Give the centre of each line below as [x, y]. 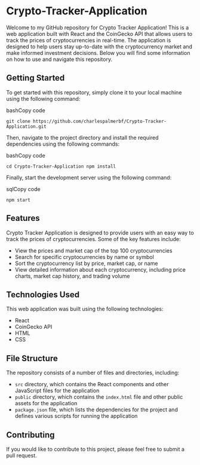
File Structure [32, 358]
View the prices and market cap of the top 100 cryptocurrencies [93, 250]
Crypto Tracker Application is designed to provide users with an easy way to [100, 232]
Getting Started [36, 78]
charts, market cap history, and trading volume [72, 276]
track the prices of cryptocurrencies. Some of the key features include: [93, 239]
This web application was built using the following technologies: [85, 309]
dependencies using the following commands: [63, 144]
